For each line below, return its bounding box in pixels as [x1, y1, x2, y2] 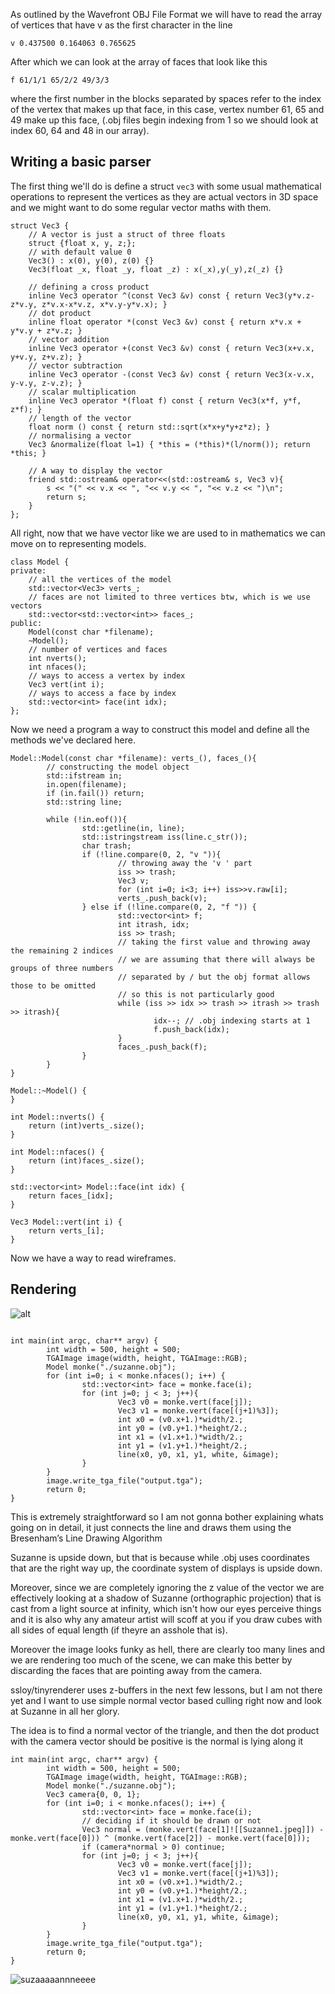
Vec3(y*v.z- [265, 290, 315, 301]
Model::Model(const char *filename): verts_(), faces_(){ [10, 753, 257, 763]
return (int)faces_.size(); [28, 1155, 145, 1166]
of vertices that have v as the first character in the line [10, 19, 233, 31]
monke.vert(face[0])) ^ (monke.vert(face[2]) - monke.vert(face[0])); [10, 1833, 311, 1843]
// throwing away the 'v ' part [117, 858, 253, 868]
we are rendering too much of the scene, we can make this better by [10, 1654, 293, 1666]
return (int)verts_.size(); [28, 1120, 145, 1131]
